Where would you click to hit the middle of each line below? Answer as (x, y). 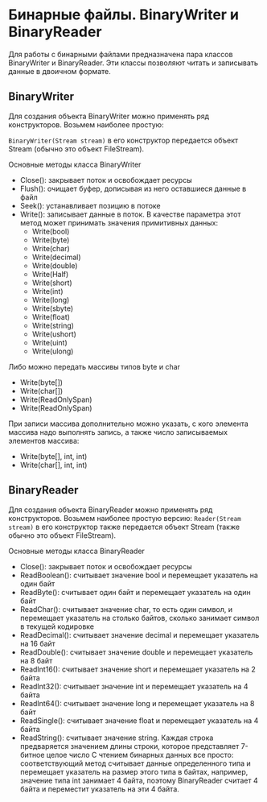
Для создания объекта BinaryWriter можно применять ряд (109, 116)
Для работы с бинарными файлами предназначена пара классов (121, 54)
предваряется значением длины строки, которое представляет (129, 746)
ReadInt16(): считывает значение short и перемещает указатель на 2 (138, 669)
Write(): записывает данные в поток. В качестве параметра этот (130, 214)
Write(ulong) (53, 351)
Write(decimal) (57, 257)
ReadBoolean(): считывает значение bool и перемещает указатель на (139, 575)
